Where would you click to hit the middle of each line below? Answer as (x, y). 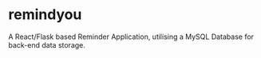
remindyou (45, 15)
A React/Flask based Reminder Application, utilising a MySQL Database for (131, 37)
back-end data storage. (47, 44)
